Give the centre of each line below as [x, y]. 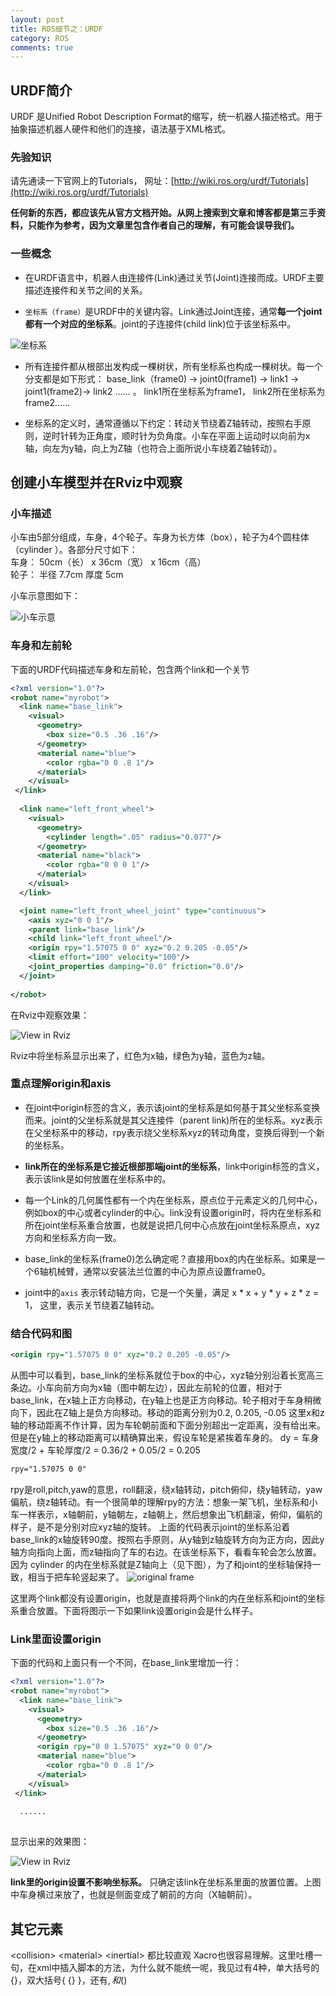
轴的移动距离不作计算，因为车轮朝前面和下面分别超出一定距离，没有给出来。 [168, 1425]
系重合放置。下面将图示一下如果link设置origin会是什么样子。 [134, 1610]
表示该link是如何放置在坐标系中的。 [98, 1178]
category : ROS [40, 38]
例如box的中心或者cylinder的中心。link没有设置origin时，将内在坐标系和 [173, 1212]
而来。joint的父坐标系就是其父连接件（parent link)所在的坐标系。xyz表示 [173, 1120]
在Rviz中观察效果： [50, 1015]
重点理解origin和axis [61, 1084]
